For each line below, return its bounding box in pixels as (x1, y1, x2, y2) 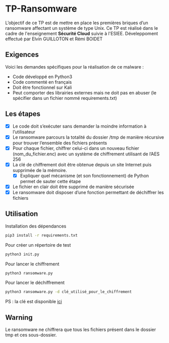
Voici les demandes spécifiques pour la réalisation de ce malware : (5, 64, 144, 70)
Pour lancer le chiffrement (5, 261, 60, 267)
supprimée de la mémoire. (12, 167, 67, 173)
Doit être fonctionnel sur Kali (12, 84, 72, 90)
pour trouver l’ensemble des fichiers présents (12, 140, 107, 146)
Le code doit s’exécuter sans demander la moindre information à (12, 123, 147, 129)
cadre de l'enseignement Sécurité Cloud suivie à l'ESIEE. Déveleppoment (5, 30, 158, 36)
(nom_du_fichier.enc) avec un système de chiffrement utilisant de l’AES (12, 151, 160, 157)
